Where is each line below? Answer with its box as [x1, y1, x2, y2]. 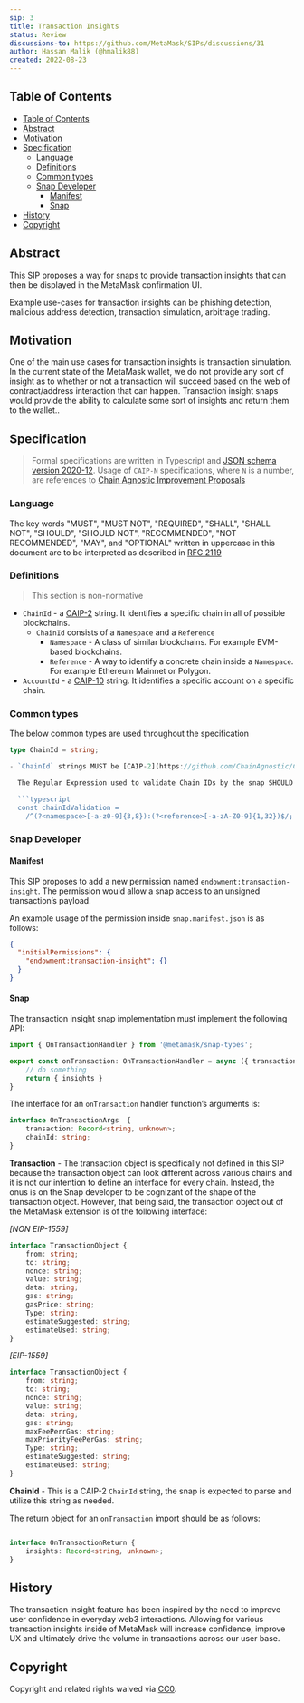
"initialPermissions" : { [17, 948, 111, 957]
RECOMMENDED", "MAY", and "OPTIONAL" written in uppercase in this [9, 537, 276, 548]
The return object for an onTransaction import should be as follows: [9, 1512, 261, 1523]
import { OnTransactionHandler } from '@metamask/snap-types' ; [9, 1041, 253, 1050]
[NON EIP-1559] [9, 1223, 69, 1234]
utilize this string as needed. [9, 1494, 115, 1506]
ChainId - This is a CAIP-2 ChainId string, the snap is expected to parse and [9, 1485, 292, 1496]
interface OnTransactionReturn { [9, 1538, 136, 1547]
